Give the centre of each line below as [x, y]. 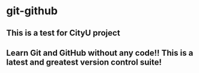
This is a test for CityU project [63, 33]
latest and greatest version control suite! [84, 62]
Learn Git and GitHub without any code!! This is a [100, 53]
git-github [32, 11]
